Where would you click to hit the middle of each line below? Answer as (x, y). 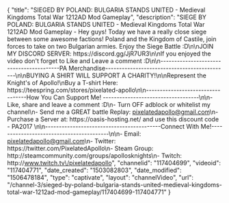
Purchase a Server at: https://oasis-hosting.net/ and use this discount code (113, 119)
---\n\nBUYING (28, 75)
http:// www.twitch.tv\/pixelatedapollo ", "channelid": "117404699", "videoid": (114, 163)
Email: (133, 134)
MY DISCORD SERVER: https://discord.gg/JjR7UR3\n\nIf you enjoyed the (109, 53)
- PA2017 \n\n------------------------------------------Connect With (103, 127)
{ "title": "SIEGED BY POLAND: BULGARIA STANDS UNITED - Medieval (106, 10)
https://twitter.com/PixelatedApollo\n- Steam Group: (80, 148)
